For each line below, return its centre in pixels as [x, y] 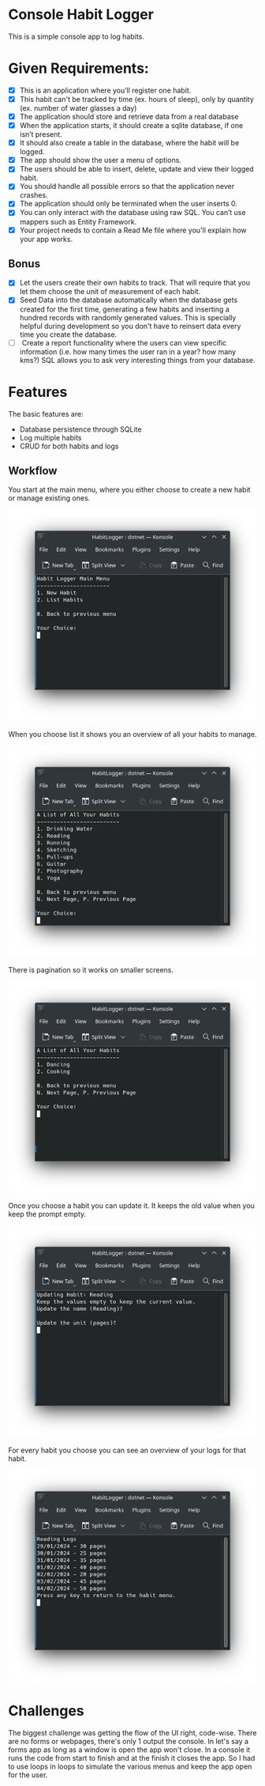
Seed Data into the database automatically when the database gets [129, 300]
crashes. [34, 195]
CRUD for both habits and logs [69, 446]
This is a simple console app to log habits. [76, 36]
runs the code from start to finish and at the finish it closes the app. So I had [132, 1758]
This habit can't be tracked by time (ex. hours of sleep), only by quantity [137, 99]
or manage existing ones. [49, 498]
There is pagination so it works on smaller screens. [91, 970]
